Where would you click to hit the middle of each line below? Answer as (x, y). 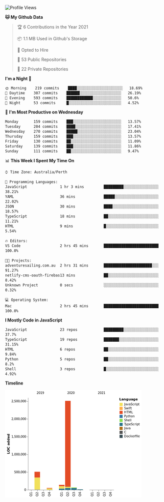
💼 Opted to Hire (33, 50)
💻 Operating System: (27, 300)
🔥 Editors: (16, 241)
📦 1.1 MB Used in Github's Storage (52, 39)
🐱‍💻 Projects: (18, 261)
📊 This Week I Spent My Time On (40, 161)
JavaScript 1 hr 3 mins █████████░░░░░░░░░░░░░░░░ (82, 187)
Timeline (14, 383)
